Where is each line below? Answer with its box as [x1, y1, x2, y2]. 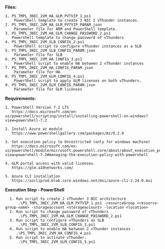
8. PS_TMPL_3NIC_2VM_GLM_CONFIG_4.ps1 [5, 74, 84, 79]
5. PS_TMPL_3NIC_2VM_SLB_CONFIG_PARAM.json [5, 48, 96, 53]
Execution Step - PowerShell [5, 187, 65, 192]
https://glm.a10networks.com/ [11, 165, 74, 170]
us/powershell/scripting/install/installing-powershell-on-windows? [5, 114, 148, 119]
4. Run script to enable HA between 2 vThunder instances [9, 226, 131, 231]
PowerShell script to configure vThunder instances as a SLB [14, 44, 141, 49]
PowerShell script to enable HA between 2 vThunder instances [14, 61, 144, 66]
